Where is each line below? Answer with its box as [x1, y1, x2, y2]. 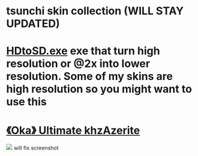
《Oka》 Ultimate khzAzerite [6, 124, 140, 137]
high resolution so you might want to [6, 82, 192, 96]
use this [6, 95, 47, 109]
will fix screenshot [13, 145, 59, 152]
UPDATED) [6, 17, 60, 30]
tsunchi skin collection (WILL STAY [6, 4, 184, 18]
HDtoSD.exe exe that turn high [6, 44, 160, 58]
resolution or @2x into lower [6, 57, 151, 71]
